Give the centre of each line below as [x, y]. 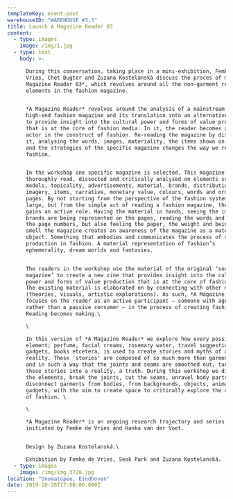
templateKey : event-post [43, 14]
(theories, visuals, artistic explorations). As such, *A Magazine [125, 295]
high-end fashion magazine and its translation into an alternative [127, 116]
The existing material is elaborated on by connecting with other [123, 288]
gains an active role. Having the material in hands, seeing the [122, 211]
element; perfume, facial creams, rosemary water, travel [111, 345]
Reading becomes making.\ [63, 314]
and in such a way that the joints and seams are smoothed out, [120, 365]
